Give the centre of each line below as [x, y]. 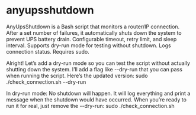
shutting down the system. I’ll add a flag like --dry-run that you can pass [94, 69]
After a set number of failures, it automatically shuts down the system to [94, 32]
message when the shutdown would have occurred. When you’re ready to [96, 99]
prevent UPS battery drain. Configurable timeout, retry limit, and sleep [91, 39]
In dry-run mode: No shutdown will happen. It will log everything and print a [98, 93]
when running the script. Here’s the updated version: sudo [77, 75]
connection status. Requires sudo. [48, 51]
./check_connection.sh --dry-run [46, 82]
